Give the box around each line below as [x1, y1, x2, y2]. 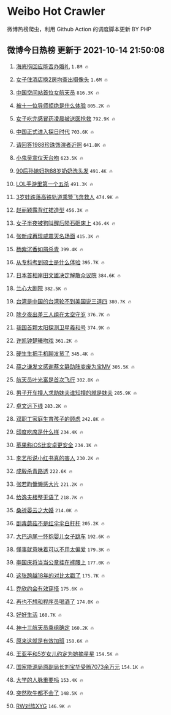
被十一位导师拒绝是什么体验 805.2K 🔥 [15, 101, 110, 109]
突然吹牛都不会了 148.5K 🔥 [15, 689, 83, 697]
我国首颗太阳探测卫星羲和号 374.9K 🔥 [15, 324, 110, 331]
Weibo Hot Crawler [7, 4, 105, 18]
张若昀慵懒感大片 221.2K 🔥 [15, 480, 83, 488]
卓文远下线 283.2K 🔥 [15, 402, 67, 409]
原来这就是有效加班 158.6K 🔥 [15, 637, 89, 644]
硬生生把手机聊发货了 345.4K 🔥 [15, 350, 94, 357]
